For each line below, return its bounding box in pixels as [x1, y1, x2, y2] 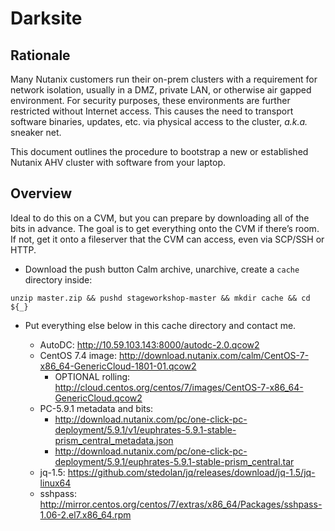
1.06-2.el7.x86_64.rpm [39, 508, 132, 521]
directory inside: [24, 273, 93, 286]
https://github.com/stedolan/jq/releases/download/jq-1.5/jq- [67, 466, 316, 478]
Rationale [10, 47, 71, 64]
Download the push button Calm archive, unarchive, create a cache [24, 263, 300, 275]
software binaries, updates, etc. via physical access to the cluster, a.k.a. [10, 116, 308, 127]
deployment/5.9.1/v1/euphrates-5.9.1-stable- [54, 423, 237, 436]
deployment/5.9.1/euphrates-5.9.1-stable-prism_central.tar [54, 455, 295, 467]
